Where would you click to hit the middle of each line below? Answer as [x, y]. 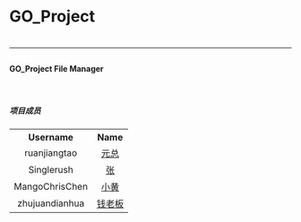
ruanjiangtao [51, 152]
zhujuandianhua [51, 203]
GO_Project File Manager [57, 69]
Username [51, 137]
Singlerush [51, 169]
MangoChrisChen [51, 186]
